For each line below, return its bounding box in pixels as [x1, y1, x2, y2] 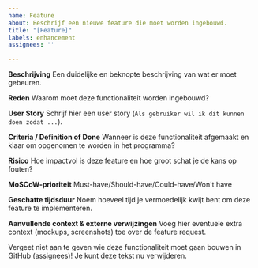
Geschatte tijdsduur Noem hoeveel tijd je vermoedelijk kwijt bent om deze [8, 195, 251, 205]
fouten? [8, 164, 33, 174]
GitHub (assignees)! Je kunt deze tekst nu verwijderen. [8, 251, 187, 261]
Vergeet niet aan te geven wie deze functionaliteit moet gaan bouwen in [8, 243, 241, 252]
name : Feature [8, 11, 55, 20]
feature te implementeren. [8, 203, 93, 213]
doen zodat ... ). [8, 117, 63, 126]
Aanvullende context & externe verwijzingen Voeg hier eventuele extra [8, 219, 243, 228]
